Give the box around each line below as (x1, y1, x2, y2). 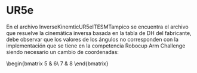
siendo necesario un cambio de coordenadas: (6, 48, 119, 55)
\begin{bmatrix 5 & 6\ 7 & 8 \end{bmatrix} (6, 60, 109, 67)
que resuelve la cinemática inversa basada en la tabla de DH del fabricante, (6, 29, 192, 36)
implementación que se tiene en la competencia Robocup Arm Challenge (6, 42, 186, 49)
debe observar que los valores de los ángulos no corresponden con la (6, 36, 179, 43)
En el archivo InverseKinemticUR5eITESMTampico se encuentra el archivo (6, 23, 189, 30)
